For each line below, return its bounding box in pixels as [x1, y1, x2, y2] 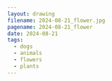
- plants [13, 63, 39, 70]
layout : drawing [7, 10, 55, 18]
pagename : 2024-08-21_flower [7, 23, 93, 30]
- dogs [13, 43, 33, 50]
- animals [13, 50, 42, 57]
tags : [7, 37, 23, 44]
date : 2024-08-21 [7, 30, 58, 37]
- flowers [13, 56, 42, 63]
